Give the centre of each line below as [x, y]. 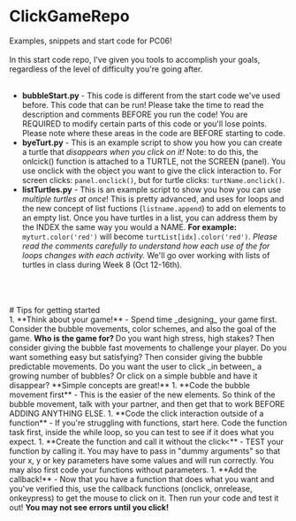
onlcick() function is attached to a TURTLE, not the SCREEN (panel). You [153, 161]
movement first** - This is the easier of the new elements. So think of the [142, 395]
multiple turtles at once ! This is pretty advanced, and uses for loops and [153, 199]
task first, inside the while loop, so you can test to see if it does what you [142, 432]
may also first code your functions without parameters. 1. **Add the [133, 470]
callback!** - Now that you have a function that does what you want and [142, 479]
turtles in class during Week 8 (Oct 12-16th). [102, 264]
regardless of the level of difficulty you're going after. [106, 69]
